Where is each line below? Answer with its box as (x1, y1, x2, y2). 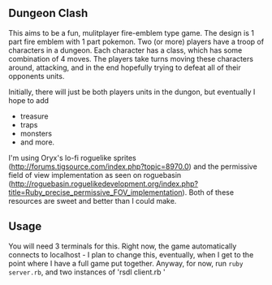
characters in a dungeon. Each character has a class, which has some (8, 45, 243, 55)
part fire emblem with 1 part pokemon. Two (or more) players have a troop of (8, 37, 265, 46)
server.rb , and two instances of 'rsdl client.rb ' (8, 267, 166, 277)
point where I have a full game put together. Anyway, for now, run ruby (8, 258, 244, 268)
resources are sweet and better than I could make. (8, 196, 177, 205)
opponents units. (8, 71, 65, 80)
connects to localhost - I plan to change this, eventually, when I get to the (8, 249, 254, 259)
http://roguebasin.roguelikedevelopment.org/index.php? (11, 179, 199, 188)
